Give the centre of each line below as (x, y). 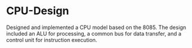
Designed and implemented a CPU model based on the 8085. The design (96, 27)
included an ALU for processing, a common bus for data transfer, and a (94, 33)
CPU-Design (38, 11)
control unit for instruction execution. (52, 40)
